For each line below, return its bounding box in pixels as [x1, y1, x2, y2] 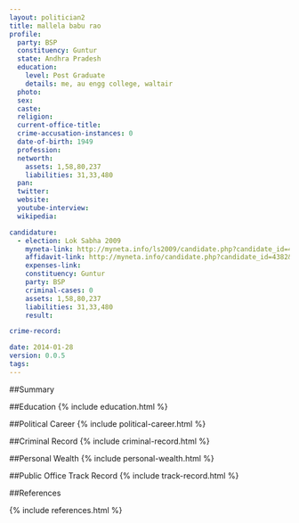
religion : [17, 112, 53, 121]
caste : [17, 104, 42, 113]
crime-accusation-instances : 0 [17, 129, 133, 138]
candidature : [9, 228, 58, 237]
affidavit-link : [25, 253, 86, 262]
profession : [17, 145, 62, 154]
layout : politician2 [9, 12, 86, 22]
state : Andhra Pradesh [17, 54, 101, 63]
